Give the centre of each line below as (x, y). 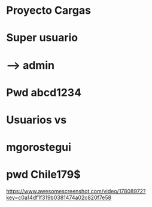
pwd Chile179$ (43, 175)
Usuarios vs (37, 120)
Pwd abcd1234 (44, 92)
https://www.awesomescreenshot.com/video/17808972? (76, 191)
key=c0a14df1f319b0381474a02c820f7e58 (59, 197)
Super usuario (42, 38)
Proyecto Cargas (49, 10)
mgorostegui (39, 147)
